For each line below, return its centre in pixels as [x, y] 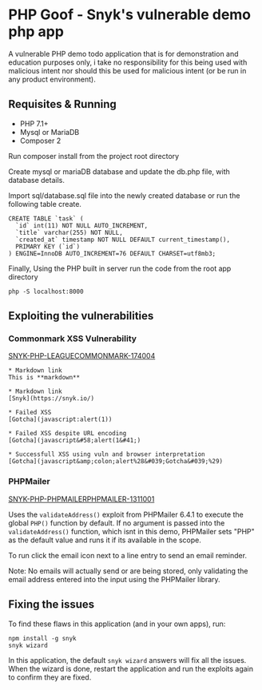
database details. [37, 180]
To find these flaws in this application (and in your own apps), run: [117, 624]
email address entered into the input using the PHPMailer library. [115, 579]
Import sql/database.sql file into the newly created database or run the [124, 195]
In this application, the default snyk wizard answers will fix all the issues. [127, 660]
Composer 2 [40, 141]
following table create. [45, 204]
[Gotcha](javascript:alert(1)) [60, 420]
